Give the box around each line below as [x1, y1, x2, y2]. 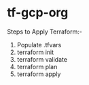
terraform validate [16, 55, 68, 63]
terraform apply [16, 70, 61, 78]
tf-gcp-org [7, 5, 69, 21]
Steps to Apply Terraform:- [7, 27, 83, 36]
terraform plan [16, 62, 58, 71]
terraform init [16, 48, 54, 56]
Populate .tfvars [16, 40, 62, 49]
